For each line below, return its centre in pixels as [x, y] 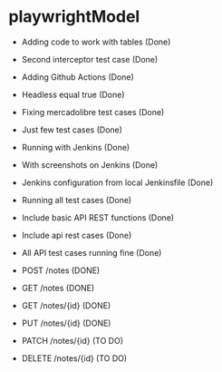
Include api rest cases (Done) [77, 235]
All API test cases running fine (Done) [92, 252]
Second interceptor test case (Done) [90, 59]
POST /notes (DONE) [61, 270]
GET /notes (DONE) [58, 288]
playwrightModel [74, 17]
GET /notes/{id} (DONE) [66, 305]
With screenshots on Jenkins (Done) [90, 164]
